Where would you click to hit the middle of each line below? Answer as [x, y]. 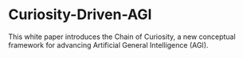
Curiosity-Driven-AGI [80, 15]
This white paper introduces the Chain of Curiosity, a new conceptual [122, 37]
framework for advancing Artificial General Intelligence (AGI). [108, 44]
